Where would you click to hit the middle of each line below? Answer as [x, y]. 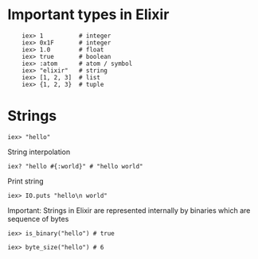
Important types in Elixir [88, 15]
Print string [26, 181]
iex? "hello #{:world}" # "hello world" [76, 166]
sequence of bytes [38, 218]
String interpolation [39, 152]
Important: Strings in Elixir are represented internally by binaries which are [129, 210]
